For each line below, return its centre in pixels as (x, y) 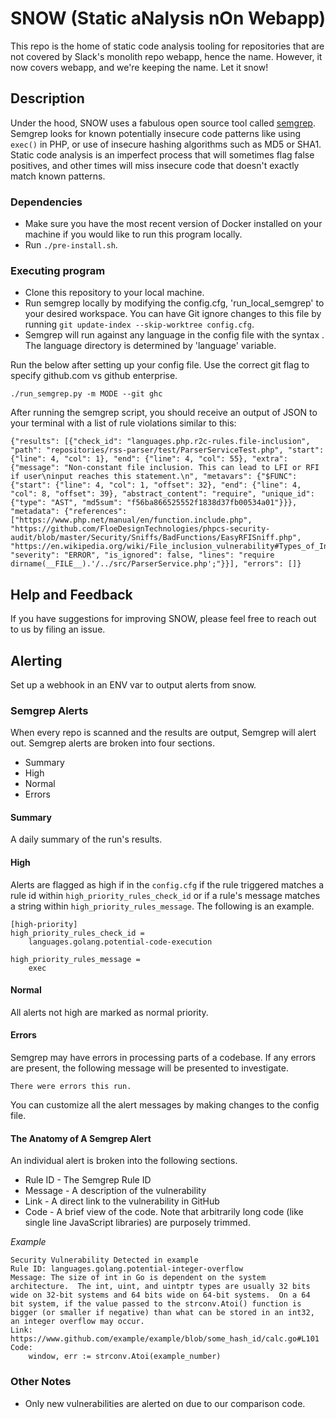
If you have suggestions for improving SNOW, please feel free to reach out (163, 619)
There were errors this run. (71, 1087)
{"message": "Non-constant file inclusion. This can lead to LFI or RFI (165, 468)
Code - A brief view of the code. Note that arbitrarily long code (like (164, 1212)
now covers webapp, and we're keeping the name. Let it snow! (139, 67)
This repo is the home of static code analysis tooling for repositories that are (167, 46)
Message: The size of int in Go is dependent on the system (138, 1278)
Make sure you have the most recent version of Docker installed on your (173, 224)
